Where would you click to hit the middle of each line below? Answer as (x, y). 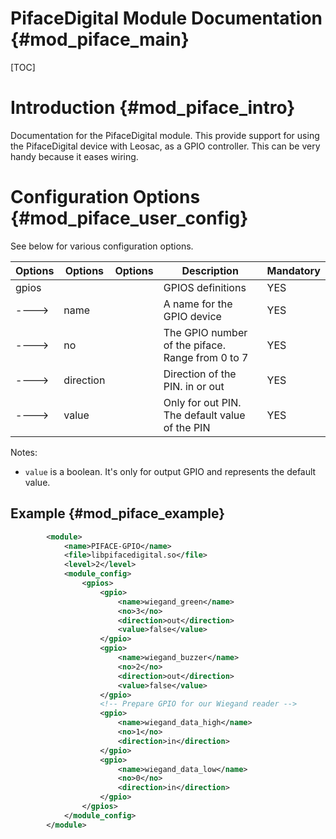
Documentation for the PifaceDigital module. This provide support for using (165, 135)
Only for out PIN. (202, 402)
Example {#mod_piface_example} (118, 513)
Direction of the (200, 374)
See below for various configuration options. (102, 246)
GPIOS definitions (205, 287)
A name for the (198, 304)
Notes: (24, 452)
